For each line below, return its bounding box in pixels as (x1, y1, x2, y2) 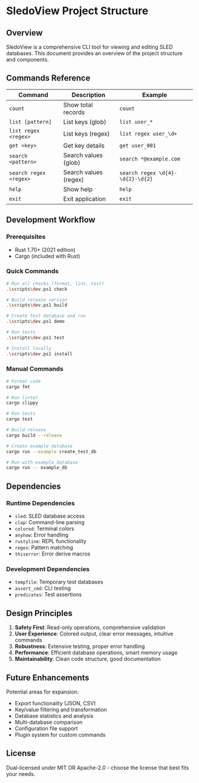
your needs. (6, 770, 36, 777)
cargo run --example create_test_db (6, 448, 97, 454)
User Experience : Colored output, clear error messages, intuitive (14, 630, 174, 637)
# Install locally (6, 345, 52, 351)
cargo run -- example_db (6, 465, 68, 471)
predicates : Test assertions (14, 591, 82, 598)
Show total (63, 101, 93, 109)
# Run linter (6, 394, 38, 400)
